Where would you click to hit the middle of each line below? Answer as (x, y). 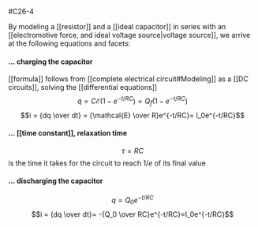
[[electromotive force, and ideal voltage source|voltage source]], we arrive (129, 35)
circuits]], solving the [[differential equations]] (83, 87)
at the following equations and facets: (69, 43)
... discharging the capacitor (56, 181)
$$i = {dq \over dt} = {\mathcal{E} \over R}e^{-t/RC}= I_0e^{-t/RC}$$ (133, 115)
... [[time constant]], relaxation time (68, 133)
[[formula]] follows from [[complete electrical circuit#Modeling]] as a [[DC (128, 79)
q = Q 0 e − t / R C (133, 200)
